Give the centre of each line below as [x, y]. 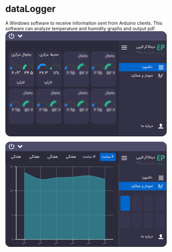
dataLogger [31, 9]
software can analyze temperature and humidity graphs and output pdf [80, 28]
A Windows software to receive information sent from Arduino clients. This [84, 23]
